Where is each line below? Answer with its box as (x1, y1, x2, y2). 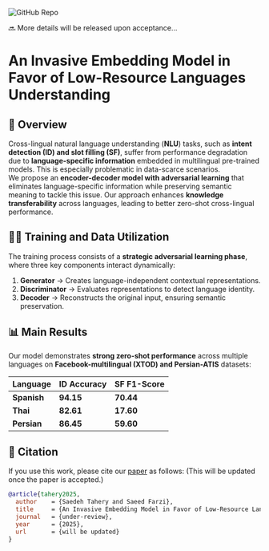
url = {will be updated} (15, 528, 120, 536)
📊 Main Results (8, 326, 88, 339)
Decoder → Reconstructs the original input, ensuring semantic (19, 293, 227, 302)
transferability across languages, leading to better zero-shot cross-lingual (8, 199, 255, 208)
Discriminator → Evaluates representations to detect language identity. (19, 284, 255, 294)
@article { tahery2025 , (8, 490, 81, 499)
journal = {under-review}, (15, 513, 113, 521)
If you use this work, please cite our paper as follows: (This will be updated (8, 466, 256, 476)
